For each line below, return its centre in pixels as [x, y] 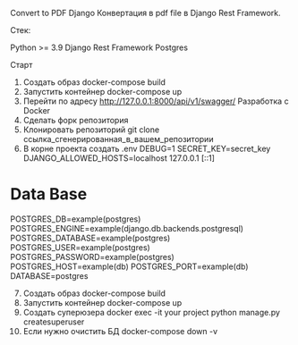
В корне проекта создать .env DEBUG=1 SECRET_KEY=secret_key [147, 148]
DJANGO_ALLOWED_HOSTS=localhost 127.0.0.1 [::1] [119, 158]
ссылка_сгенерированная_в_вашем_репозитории [118, 139]
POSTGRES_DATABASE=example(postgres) [90, 238]
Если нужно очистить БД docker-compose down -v [120, 331]
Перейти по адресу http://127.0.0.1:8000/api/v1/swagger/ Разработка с [156, 101]
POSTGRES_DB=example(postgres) [76, 219]
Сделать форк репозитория [76, 120]
